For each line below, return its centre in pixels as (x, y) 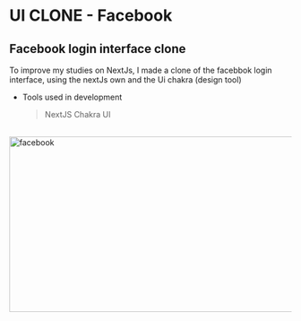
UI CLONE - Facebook (91, 16)
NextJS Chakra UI (77, 114)
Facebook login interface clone (98, 49)
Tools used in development (72, 97)
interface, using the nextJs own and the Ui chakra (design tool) (125, 80)
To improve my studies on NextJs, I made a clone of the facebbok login (141, 70)
